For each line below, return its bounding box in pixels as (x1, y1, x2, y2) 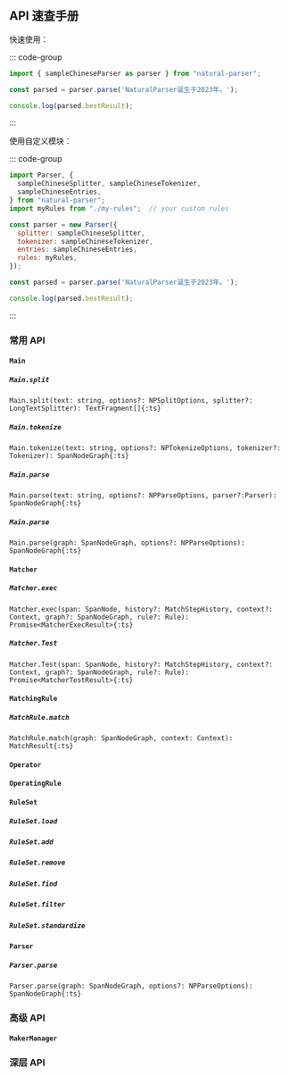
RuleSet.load (9, 816, 58, 826)
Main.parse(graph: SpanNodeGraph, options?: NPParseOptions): (9, 538, 245, 547)
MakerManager (9, 1034, 58, 1043)
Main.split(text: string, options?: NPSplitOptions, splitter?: (9, 396, 253, 405)
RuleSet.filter (9, 900, 66, 909)
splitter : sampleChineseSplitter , (17, 229, 145, 238)
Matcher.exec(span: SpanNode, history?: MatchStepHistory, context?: (9, 605, 274, 613)
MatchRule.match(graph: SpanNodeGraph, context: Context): (9, 734, 234, 743)
